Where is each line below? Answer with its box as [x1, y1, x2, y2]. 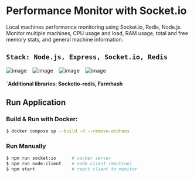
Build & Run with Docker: [6, 115, 78, 123]
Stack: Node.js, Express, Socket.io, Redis [6, 53, 168, 61]
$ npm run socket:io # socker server [6, 155, 111, 162]
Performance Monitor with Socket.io [6, 4, 187, 18]
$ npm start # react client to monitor [6, 166, 138, 172]
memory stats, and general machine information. [6, 36, 124, 43]
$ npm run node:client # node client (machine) [6, 161, 132, 167]
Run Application [6, 97, 66, 107]
